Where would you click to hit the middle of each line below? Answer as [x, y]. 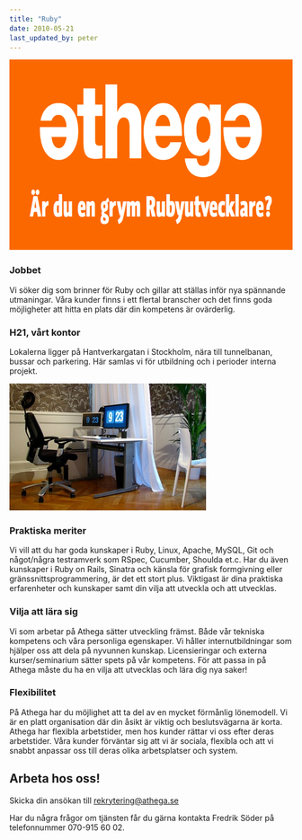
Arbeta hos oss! [55, 778]
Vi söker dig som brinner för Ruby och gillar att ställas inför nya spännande [147, 290]
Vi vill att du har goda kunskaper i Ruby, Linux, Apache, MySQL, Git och [142, 550]
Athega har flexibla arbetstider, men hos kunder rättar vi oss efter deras [142, 731]
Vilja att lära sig [44, 612]
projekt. [23, 371]
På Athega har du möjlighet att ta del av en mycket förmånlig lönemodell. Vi [148, 712]
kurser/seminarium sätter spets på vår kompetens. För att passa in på [138, 659]
